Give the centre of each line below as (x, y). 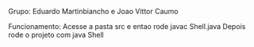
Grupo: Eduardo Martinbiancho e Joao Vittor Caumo (93, 11)
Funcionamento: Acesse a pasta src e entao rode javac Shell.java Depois (127, 26)
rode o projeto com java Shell (56, 35)
